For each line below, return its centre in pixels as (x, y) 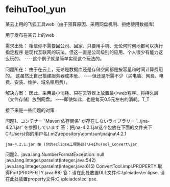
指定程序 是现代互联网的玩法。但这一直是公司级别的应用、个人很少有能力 (82, 52)
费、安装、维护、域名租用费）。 (38, 82)
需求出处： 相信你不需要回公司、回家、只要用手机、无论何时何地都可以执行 (84, 46)
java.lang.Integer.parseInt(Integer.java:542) (51, 160)
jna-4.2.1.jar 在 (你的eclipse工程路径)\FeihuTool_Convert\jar (71, 144)
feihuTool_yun (36, 9)
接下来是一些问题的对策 (30, 110)
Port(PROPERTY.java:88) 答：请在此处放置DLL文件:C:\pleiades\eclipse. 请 (87, 172)
